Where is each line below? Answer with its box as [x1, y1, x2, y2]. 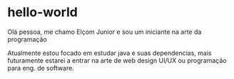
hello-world [7, 4, 78, 20]
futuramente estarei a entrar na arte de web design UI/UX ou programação [7, 56, 227, 64]
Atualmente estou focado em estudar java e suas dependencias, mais [7, 49, 212, 57]
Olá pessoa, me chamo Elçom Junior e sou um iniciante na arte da [7, 28, 202, 36]
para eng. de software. [7, 63, 75, 72]
